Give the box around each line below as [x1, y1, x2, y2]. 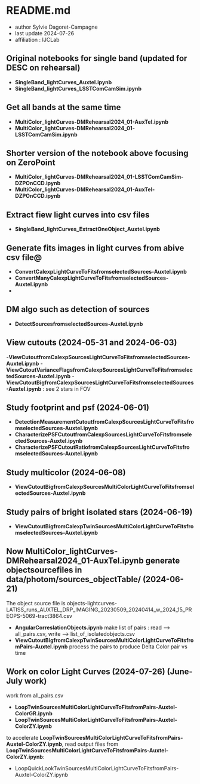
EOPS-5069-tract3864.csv [6, 612, 73, 619]
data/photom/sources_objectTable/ [6, 574, 141, 584]
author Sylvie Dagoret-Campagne [14, 23, 98, 30]
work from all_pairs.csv [6, 691, 64, 699]
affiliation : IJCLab [14, 36, 60, 43]
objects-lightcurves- [66, 599, 118, 607]
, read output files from [61, 740, 118, 748]
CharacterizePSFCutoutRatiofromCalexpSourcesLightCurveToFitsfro [14, 443, 190, 451]
